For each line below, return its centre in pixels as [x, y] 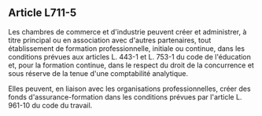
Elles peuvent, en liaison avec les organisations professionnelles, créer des [129, 89]
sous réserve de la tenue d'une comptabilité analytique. [98, 73]
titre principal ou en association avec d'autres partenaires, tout [110, 40]
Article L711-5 [42, 13]
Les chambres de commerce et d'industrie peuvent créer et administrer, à [127, 31]
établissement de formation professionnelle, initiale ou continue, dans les [127, 48]
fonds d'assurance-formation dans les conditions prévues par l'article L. [125, 96]
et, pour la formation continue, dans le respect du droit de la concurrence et [131, 65]
